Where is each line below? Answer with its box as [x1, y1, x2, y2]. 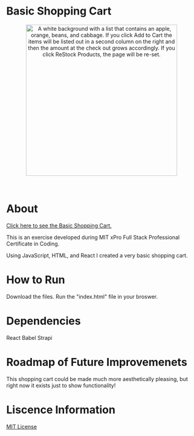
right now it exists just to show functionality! [6, 382, 116, 389]
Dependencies [6, 314, 81, 328]
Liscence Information [6, 403, 116, 417]
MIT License [6, 423, 37, 430]
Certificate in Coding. [6, 240, 60, 247]
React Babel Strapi [6, 334, 53, 341]
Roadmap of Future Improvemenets [6, 355, 187, 369]
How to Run [6, 273, 65, 287]
